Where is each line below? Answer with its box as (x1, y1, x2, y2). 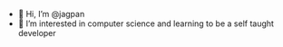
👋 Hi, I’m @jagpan (17, 9, 85, 19)
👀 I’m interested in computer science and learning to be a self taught (17, 18, 275, 29)
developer (17, 28, 56, 38)
